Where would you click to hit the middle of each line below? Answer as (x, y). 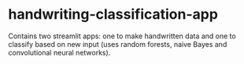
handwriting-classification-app (113, 14)
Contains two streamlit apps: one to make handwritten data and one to (122, 36)
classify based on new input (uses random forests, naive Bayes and (118, 44)
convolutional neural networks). (59, 52)
